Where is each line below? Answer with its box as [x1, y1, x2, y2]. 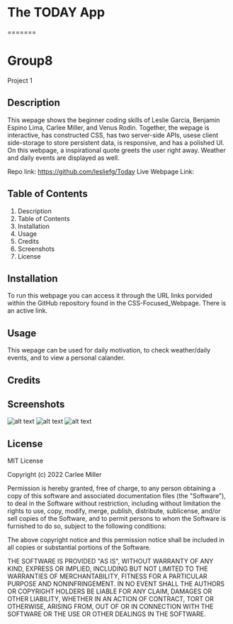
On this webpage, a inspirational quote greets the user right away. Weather [7, 146, 226, 154]
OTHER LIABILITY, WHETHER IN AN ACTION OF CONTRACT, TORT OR [7, 595, 214, 603]
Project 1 [7, 76, 33, 85]
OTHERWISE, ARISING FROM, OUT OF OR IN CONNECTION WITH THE [7, 602, 214, 611]
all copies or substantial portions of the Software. [7, 543, 151, 552]
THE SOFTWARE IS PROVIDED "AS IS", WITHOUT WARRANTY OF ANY [7, 557, 214, 566]
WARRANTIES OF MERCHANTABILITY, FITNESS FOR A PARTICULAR [7, 572, 208, 581]
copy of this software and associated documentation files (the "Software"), [7, 492, 227, 500]
